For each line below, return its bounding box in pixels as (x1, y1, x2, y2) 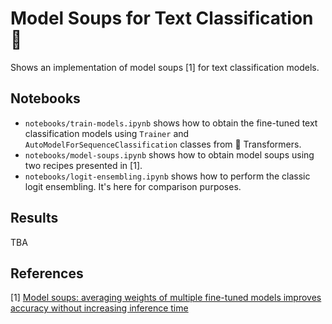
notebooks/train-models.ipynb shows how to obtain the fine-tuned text (24, 117, 318, 129)
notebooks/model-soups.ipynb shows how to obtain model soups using (24, 148, 315, 161)
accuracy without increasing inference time (10, 302, 189, 314)
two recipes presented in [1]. (24, 159, 143, 171)
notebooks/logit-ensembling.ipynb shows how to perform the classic (24, 170, 311, 182)
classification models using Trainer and (24, 127, 190, 139)
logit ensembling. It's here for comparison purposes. (24, 180, 242, 192)
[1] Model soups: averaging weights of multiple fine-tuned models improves (10, 292, 322, 304)
